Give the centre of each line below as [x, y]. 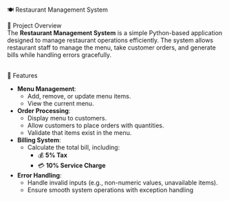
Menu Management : [47, 89]
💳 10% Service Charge [72, 165]
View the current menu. [61, 103]
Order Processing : [44, 111]
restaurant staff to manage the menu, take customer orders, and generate [112, 47]
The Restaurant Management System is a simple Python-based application [115, 33]
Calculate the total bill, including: [74, 147]
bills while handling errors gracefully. [59, 55]
